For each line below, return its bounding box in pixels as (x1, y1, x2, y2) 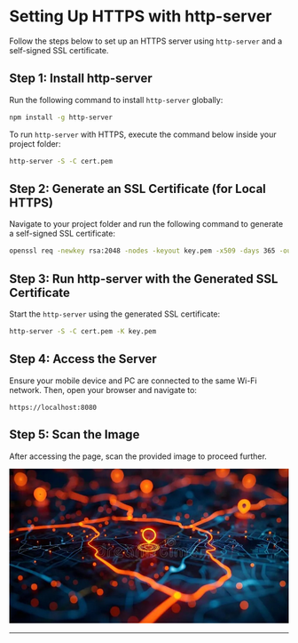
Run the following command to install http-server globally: (9, 94, 223, 105)
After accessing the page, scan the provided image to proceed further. (9, 451, 268, 462)
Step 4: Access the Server (9, 351, 157, 366)
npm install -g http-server (9, 113, 114, 122)
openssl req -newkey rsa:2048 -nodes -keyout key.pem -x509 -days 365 (9, 246, 276, 255)
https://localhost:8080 (9, 403, 98, 412)
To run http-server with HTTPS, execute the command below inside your (9, 129, 277, 140)
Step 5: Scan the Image (9, 427, 140, 442)
